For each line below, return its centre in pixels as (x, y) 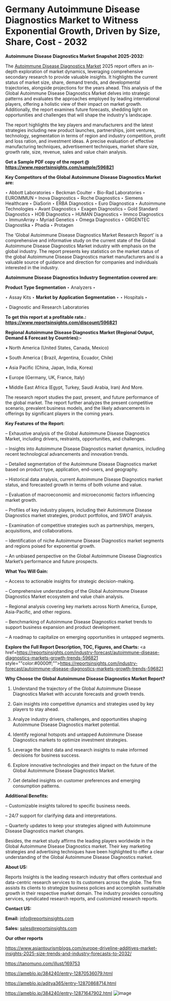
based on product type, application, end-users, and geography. (72, 469)
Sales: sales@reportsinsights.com (41, 928)
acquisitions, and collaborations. (39, 530)
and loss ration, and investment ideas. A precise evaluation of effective (80, 141)
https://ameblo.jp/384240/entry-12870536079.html (59, 973)
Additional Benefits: (27, 796)
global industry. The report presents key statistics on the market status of (82, 251)
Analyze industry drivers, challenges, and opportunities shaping (79, 719)
